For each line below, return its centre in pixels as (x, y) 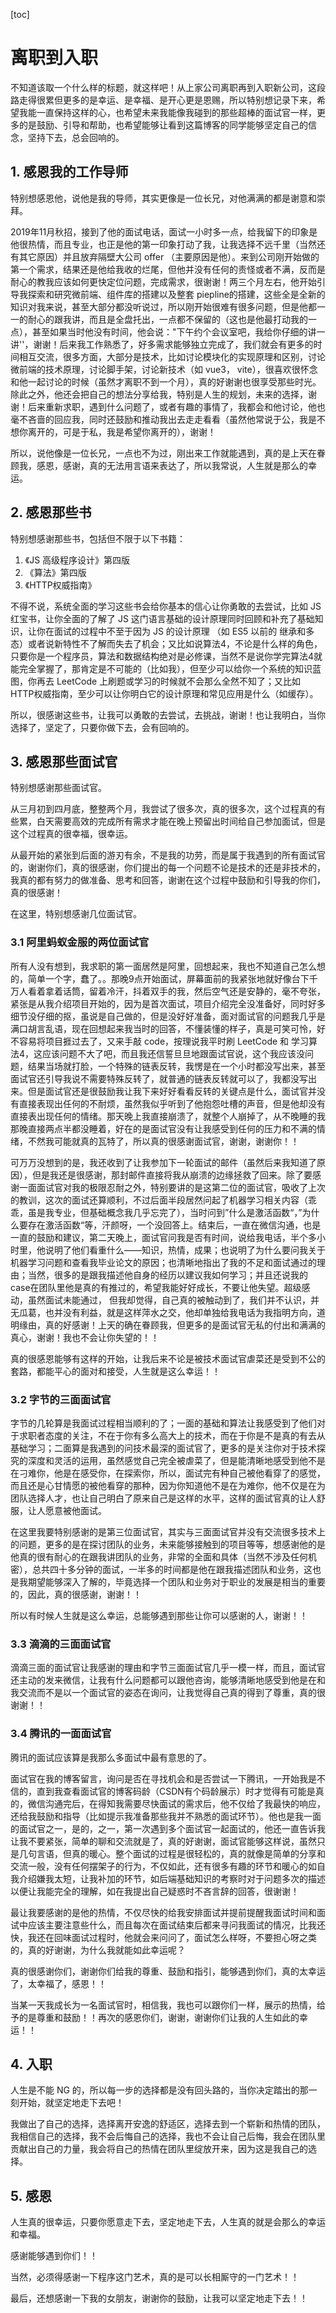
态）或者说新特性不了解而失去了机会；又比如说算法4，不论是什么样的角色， (166, 643)
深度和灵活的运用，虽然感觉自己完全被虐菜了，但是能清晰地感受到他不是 (176, 1460)
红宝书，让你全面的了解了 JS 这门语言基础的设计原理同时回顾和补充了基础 (162, 618)
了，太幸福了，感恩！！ (58, 1983)
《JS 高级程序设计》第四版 (77, 560)
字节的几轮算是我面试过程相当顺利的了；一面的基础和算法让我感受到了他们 (163, 1423)
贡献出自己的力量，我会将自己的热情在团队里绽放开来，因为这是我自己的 (159, 2149)
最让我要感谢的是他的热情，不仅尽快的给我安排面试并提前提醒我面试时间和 (163, 1912)
